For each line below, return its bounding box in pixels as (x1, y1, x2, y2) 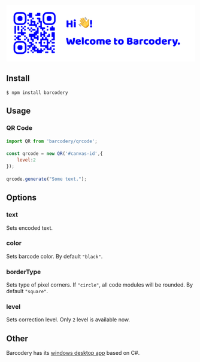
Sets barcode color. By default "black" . (6, 253, 103, 260)
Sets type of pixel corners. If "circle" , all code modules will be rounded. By (6, 281, 193, 288)
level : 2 (17, 157, 36, 163)
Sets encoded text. (6, 224, 53, 232)
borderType (6, 267, 41, 276)
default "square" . (6, 288, 49, 295)
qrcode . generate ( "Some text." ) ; (6, 176, 87, 182)
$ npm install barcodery (6, 90, 68, 96)
